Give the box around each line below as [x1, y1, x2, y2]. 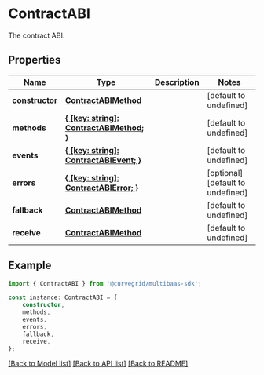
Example [8, 259, 52, 272]
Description [154, 76, 200, 87]
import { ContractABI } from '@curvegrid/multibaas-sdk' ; [8, 279, 202, 287]
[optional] [207, 167, 244, 178]
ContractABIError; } [64, 182, 139, 193]
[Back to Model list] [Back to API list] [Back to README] [8, 359, 189, 369]
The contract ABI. [8, 31, 65, 40]
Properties [8, 53, 61, 67]
